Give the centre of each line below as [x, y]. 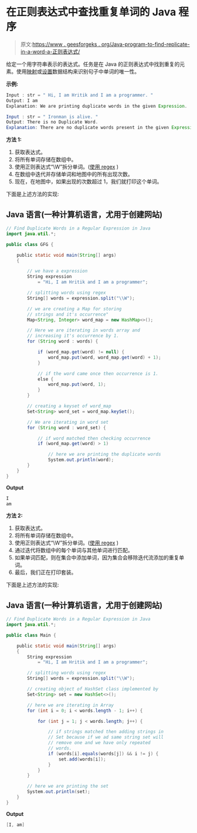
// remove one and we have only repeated [99, 743]
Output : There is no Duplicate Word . [52, 122]
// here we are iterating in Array [71, 705]
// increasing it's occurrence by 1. [73, 336]
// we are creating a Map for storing [74, 309]
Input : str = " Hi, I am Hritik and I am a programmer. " [80, 95]
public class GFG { [30, 244]
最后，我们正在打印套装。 [45, 572]
